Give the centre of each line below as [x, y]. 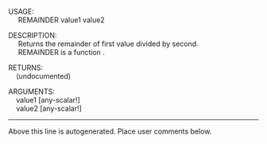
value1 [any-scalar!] [48, 100]
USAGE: [21, 12]
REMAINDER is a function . [62, 52]
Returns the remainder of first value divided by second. [108, 44]
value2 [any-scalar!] [48, 108]
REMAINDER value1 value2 [61, 20]
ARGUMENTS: [32, 91]
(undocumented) [43, 76]
